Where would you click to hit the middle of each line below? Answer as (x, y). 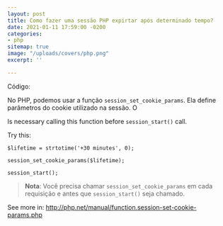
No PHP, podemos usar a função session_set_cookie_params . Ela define (112, 100)
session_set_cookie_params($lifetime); (66, 160)
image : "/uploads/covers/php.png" (58, 54)
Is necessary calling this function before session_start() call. (97, 121)
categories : (25, 34)
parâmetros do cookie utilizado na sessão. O (73, 108)
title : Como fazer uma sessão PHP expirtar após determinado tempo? (110, 21)
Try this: (19, 135)
